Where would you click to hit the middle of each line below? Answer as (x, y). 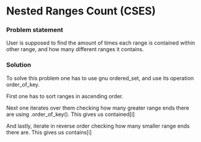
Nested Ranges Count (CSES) (81, 11)
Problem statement (35, 30)
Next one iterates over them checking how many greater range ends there (98, 108)
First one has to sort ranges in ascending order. (65, 96)
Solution (19, 65)
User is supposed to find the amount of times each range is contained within (101, 43)
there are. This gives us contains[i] (49, 132)
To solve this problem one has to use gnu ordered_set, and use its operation (100, 78)
